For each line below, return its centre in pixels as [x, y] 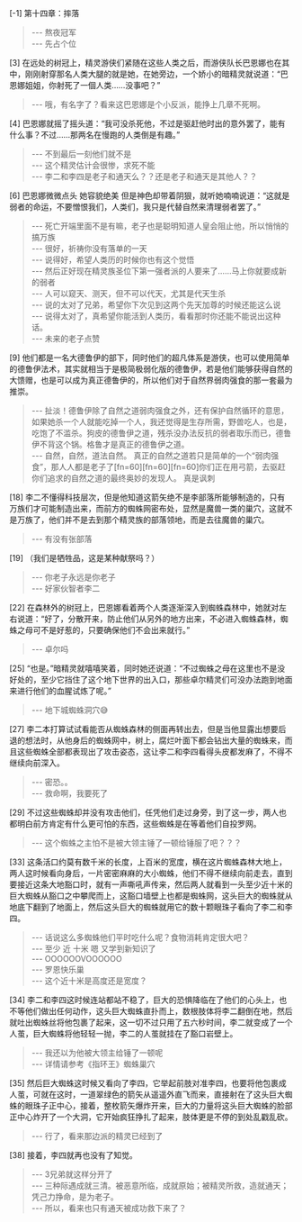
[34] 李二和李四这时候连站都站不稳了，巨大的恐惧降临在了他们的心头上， [144, 1000]
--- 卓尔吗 [50, 649]
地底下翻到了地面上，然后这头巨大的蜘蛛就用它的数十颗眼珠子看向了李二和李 [151, 907]
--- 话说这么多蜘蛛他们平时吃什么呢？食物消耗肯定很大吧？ [140, 937]
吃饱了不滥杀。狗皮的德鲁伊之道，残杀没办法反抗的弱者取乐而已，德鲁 [161, 433]
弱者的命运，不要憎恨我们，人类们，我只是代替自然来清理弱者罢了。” [135, 207]
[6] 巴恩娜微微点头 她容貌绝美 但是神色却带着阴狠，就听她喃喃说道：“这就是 [150, 195]
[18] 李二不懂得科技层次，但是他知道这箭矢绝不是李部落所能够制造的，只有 [147, 497]
